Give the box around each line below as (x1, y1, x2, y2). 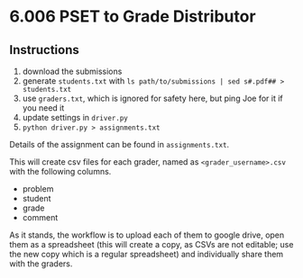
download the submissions (22, 66, 123, 76)
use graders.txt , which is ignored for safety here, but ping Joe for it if (22, 93, 284, 103)
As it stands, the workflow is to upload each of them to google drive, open (9, 229, 285, 240)
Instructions (9, 42, 79, 58)
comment (22, 212, 59, 222)
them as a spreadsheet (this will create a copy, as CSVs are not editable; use (9, 239, 294, 249)
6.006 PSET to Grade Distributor (9, 6, 256, 27)
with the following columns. (9, 166, 112, 176)
